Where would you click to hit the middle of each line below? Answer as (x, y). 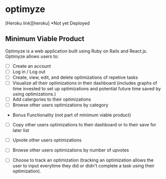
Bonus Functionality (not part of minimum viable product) (72, 115)
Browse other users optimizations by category (60, 105)
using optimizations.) (34, 94)
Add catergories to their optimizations (52, 99)
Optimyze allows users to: (32, 56)
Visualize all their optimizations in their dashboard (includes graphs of (85, 83)
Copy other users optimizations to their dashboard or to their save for (84, 125)
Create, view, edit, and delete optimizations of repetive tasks (75, 77)
